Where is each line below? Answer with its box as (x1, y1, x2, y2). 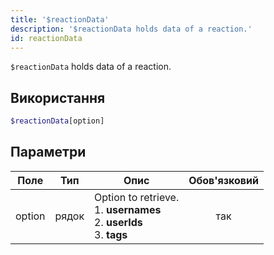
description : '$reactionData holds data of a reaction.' (10, 24, 253, 34)
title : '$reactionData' (10, 14, 110, 25)
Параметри (10, 144, 87, 161)
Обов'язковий (188, 173, 259, 187)
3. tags (94, 227, 128, 241)
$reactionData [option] (10, 116, 105, 126)
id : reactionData (10, 33, 83, 43)
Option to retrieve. (94, 190, 180, 204)
